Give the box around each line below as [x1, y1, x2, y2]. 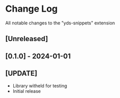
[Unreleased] [5, 35, 49, 43]
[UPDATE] [5, 69, 37, 78]
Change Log [5, 3, 58, 15]
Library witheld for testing [12, 82, 67, 89]
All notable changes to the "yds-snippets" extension [5, 20, 115, 26]
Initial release [12, 88, 41, 94]
